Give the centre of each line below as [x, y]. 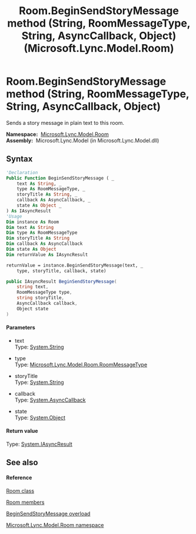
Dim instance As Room [33, 222]
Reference [19, 477]
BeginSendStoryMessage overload [48, 513]
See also [22, 462]
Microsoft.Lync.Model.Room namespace [55, 525]
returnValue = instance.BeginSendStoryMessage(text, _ [75, 265]
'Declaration [22, 173]
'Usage [14, 216]
